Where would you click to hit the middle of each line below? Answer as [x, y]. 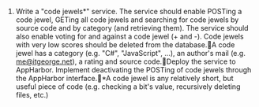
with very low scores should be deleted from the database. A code [125, 45]
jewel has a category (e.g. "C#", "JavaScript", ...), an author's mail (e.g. [131, 53]
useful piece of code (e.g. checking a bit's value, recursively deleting [128, 87]
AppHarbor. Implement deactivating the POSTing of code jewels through [133, 70]
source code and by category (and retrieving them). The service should [132, 28]
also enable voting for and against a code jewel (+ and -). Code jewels [129, 36]
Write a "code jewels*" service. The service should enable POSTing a [129, 11]
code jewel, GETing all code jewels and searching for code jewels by [127, 20]
